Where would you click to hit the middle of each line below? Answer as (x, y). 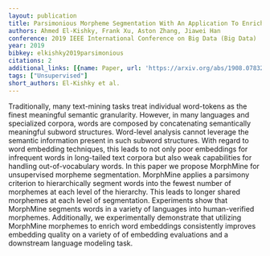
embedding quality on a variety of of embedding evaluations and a (119, 234)
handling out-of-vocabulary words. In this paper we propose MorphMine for (134, 166)
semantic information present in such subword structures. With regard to (129, 140)
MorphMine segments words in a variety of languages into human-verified (131, 209)
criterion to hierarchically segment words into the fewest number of (120, 183)
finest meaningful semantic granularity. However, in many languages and (129, 114)
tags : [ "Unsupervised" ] (48, 76)
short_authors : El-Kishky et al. (64, 83)
